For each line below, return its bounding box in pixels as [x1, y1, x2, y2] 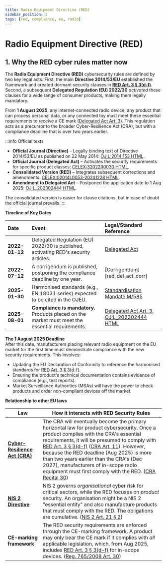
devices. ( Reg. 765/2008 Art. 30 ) [42, 553, 121, 560]
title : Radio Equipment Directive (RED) [5, 7, 90, 12]
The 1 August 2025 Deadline [5, 336, 65, 342]
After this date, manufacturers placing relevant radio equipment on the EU [5, 341, 157, 347]
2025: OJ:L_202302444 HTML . [12, 185, 77, 191]
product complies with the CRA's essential [42, 431, 141, 438]
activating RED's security [31, 249, 90, 256]
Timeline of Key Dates [5, 210, 52, 216]
